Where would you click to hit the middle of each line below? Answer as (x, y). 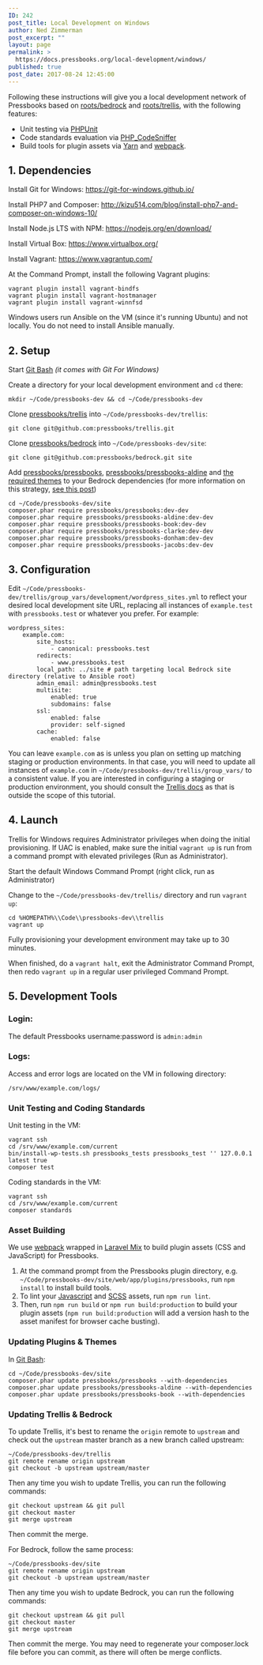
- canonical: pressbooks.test (100, 649)
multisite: (54, 691)
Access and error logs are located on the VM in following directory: (117, 1074)
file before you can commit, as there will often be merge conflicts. (115, 1652)
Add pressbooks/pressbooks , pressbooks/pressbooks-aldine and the (121, 473)
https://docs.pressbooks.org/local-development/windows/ (111, 60)
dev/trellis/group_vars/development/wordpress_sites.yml (104, 597)
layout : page (30, 45)
